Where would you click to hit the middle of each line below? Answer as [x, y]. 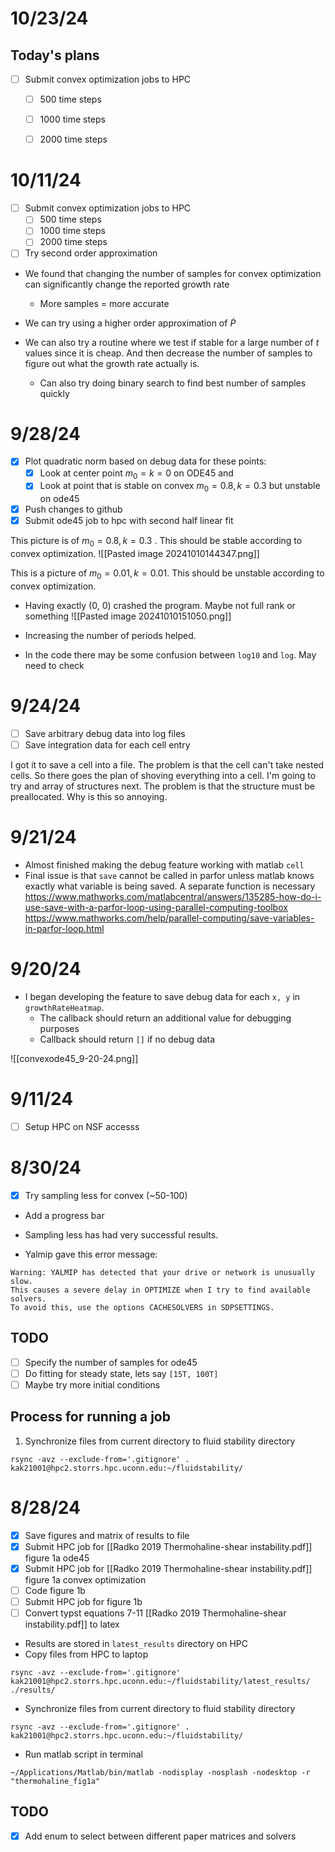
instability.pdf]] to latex [72, 1624]
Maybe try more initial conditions [92, 1384]
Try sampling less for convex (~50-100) [106, 1195]
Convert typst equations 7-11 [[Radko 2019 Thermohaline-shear [155, 1613]
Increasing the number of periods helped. [110, 635]
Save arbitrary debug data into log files [105, 733]
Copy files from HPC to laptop [86, 1654]
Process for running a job [90, 1417]
